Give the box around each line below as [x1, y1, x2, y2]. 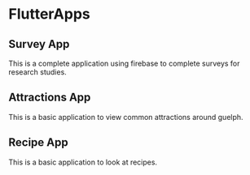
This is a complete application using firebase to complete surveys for [8, 58, 240, 68]
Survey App [8, 37, 70, 51]
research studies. [8, 67, 67, 77]
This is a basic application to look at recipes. [8, 157, 157, 167]
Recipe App [8, 135, 68, 150]
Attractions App [8, 91, 91, 105]
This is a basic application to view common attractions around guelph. [8, 112, 243, 122]
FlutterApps [8, 5, 91, 23]
